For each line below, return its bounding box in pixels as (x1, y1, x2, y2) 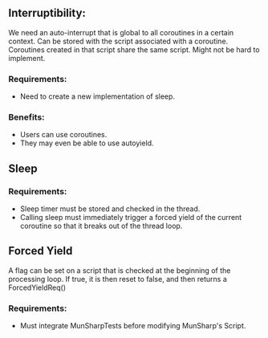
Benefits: (8, 112, 46, 123)
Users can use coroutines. (19, 130, 108, 140)
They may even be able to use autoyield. (19, 138, 154, 148)
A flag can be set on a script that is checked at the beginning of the (8, 265, 231, 275)
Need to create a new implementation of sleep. (19, 92, 175, 101)
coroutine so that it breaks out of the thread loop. (19, 221, 183, 231)
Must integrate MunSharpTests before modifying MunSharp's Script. (19, 321, 246, 331)
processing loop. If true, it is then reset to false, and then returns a (8, 274, 227, 283)
